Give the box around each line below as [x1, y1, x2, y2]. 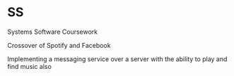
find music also [7, 62, 52, 70]
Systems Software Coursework [7, 27, 98, 36]
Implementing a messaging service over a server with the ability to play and [7, 54, 228, 63]
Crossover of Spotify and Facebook [7, 41, 111, 49]
